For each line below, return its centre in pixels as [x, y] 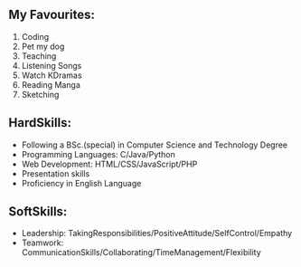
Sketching [40, 94]
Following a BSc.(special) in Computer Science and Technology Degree [155, 145]
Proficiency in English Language [81, 183]
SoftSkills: [38, 212]
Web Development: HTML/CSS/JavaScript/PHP [109, 164]
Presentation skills [56, 173]
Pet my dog [43, 46]
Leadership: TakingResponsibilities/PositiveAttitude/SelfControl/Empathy [157, 234]
